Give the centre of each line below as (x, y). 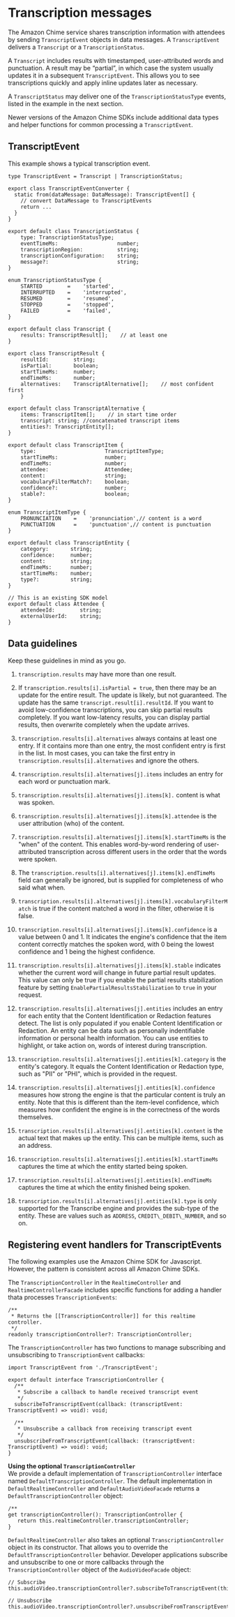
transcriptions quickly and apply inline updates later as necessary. (103, 82)
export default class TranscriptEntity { (69, 542)
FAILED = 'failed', (66, 311)
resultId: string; (58, 360)
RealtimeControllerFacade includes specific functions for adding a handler (115, 1290)
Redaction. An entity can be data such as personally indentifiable (111, 1031)
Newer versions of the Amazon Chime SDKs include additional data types (113, 117)
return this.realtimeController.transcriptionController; (103, 1521)
